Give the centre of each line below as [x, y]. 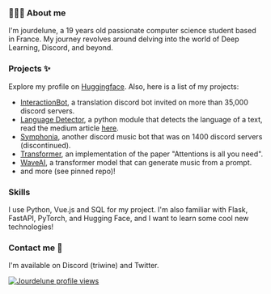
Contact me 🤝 [36, 248]
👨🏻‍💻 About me [37, 13]
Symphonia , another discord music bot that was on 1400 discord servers [141, 136]
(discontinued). [45, 145]
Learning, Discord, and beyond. [61, 48]
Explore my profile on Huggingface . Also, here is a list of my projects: [124, 86]
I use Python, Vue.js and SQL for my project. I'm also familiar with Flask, [128, 209]
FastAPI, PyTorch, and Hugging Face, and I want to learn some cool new [129, 218]
